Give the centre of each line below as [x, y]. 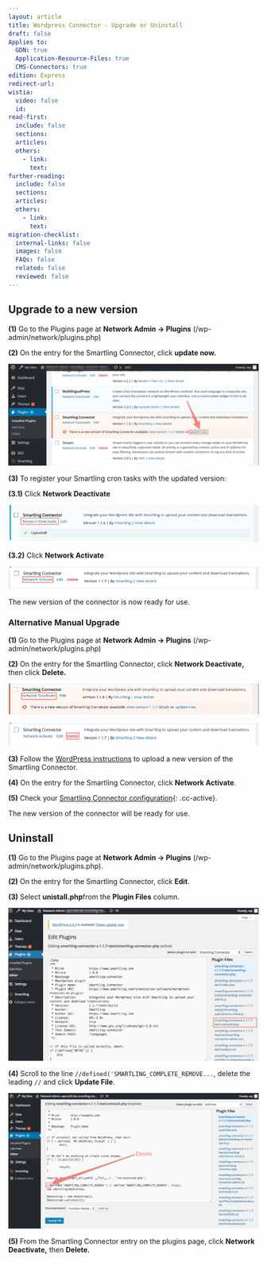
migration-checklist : [44, 234]
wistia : [21, 92]
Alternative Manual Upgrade [64, 623]
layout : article [35, 17]
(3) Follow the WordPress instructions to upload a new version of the [121, 758]
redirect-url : [32, 83]
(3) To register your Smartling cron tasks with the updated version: [117, 479]
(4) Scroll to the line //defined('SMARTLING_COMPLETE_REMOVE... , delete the [130, 1074]
